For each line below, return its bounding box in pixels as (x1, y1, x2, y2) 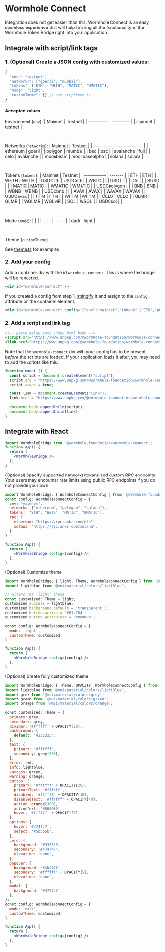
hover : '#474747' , (14, 824, 52, 829)
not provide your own (5, 482, 49, 488)
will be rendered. (5, 275, 39, 280)
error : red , (9, 760, 34, 765)
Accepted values (5, 108, 41, 113)
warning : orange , (9, 774, 45, 779)
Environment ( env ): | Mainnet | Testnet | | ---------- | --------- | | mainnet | (5, 118, 156, 124)
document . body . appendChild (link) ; (9, 409, 80, 414)
